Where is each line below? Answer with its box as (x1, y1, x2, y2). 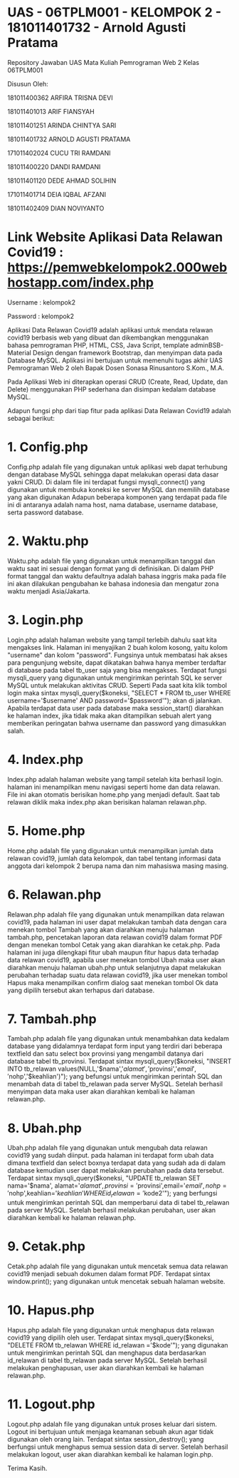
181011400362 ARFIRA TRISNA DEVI (7, 93, 113, 102)
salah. (7, 726, 25, 735)
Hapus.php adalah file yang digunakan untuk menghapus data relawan (7, 1326, 215, 1335)
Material (7, 348, 32, 357)
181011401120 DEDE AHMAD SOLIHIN (7, 176, 117, 185)
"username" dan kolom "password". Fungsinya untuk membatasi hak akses (7, 651, 228, 659)
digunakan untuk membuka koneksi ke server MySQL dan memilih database (7, 485, 230, 494)
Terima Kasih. (7, 1464, 48, 1472)
